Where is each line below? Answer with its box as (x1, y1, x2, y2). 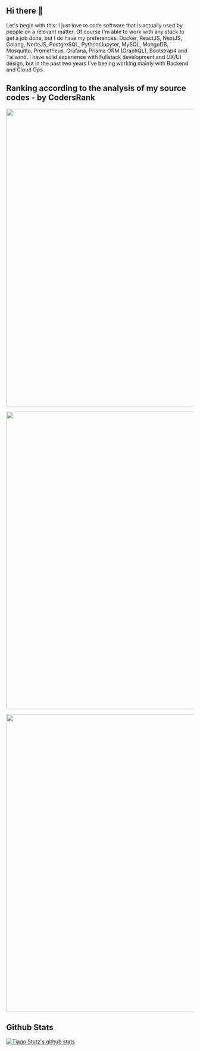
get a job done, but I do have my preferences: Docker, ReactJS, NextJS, (6, 34, 183, 42)
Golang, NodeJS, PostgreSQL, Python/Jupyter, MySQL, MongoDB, (6, 40, 169, 48)
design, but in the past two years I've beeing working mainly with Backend (6, 60, 189, 67)
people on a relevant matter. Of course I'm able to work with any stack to (6, 28, 185, 35)
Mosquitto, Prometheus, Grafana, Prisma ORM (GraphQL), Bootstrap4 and (6, 47, 187, 54)
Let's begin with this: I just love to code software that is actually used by (6, 21, 183, 29)
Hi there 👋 (6, 6, 43, 16)
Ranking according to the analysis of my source (6, 83, 186, 93)
